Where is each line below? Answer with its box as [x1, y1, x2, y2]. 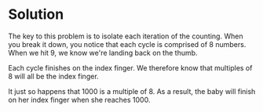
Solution [8, 5, 64, 23]
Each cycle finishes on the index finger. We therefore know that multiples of [8, 63, 253, 72]
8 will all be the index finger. [8, 71, 100, 81]
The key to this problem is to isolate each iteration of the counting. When [8, 31, 243, 41]
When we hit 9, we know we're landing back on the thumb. [8, 48, 198, 57]
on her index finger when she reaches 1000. [8, 95, 151, 104]
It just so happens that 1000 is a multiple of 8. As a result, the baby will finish [8, 86, 256, 96]
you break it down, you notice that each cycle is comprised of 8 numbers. [8, 39, 247, 49]
